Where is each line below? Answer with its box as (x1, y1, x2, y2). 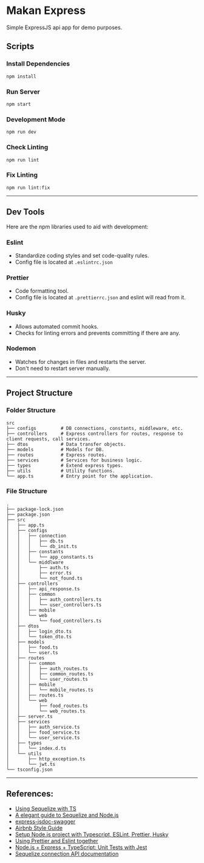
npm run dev (6, 129, 36, 135)
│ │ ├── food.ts (6, 644, 59, 650)
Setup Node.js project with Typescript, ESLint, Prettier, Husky (15, 830, 169, 838)
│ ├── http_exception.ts (6, 756, 86, 762)
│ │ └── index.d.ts (6, 745, 67, 751)
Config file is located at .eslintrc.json (15, 258, 114, 265)
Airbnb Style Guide (15, 824, 63, 831)
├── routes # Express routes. (6, 452, 107, 458)
